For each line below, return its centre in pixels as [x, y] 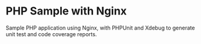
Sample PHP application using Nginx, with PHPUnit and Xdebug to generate [101, 28]
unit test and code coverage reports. [51, 34]
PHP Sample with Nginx [66, 11]
